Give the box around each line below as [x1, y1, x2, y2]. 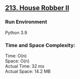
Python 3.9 [5, 29, 27, 36]
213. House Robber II [5, 4, 70, 12]
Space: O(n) [5, 58, 29, 64]
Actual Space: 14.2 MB [5, 68, 51, 74]
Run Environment [5, 19, 48, 25]
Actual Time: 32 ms [5, 63, 45, 69]
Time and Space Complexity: [5, 41, 76, 48]
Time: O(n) [5, 53, 27, 59]
